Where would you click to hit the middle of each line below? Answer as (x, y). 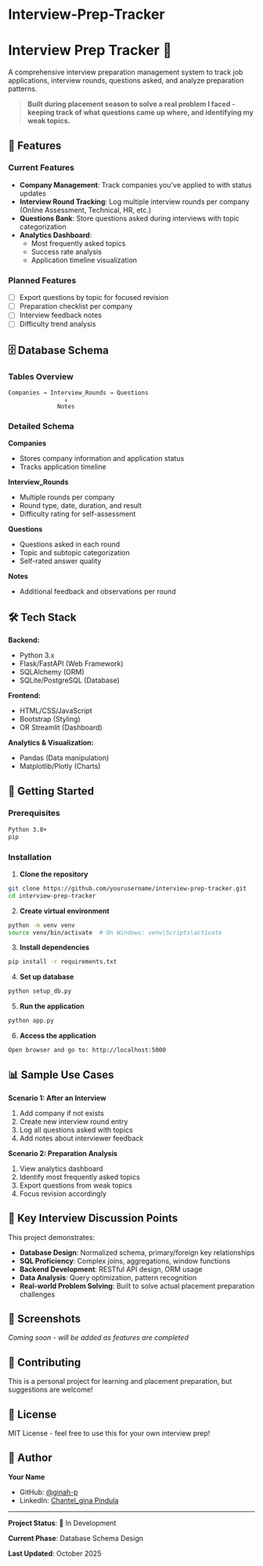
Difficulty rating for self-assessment (77, 514)
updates (33, 193)
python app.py (31, 1021)
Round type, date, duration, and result (81, 506)
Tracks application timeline (63, 467)
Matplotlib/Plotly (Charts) (60, 767)
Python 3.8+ (27, 829)
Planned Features (42, 280)
